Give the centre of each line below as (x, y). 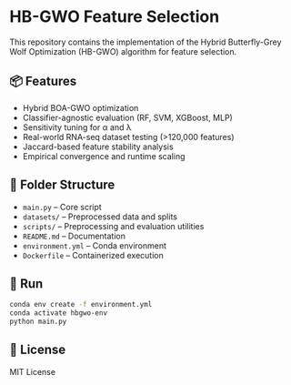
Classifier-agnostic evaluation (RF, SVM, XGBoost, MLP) (128, 117)
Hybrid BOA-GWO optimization (80, 107)
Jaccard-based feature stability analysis (98, 147)
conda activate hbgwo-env (58, 313)
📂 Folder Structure (62, 185)
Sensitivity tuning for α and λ (77, 127)
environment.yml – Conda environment (94, 245)
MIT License (33, 371)
